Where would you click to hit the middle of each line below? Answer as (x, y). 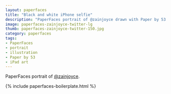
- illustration (22, 52)
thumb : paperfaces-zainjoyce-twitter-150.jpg (55, 29)
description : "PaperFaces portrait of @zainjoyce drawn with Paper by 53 (86, 19)
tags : (11, 39)
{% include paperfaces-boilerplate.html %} (51, 86)
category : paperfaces (28, 34)
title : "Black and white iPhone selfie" (49, 15)
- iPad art (17, 62)
